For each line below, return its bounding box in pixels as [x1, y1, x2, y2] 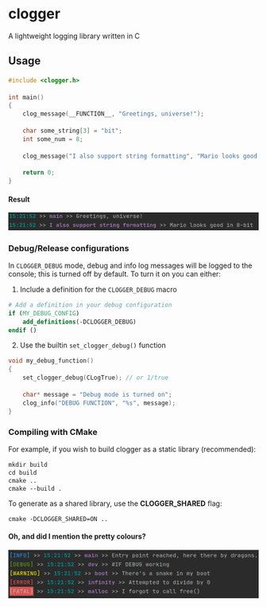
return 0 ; [22, 169, 56, 177]
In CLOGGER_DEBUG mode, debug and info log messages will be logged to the [8, 260, 253, 270]
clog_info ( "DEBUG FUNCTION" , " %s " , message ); [22, 399, 176, 407]
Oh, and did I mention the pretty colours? [8, 531, 146, 542]
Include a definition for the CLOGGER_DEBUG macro [19, 284, 177, 294]
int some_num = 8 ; [22, 135, 83, 143]
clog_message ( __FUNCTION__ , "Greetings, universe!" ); [22, 110, 204, 118]
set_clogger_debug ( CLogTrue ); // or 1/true [22, 374, 169, 382]
